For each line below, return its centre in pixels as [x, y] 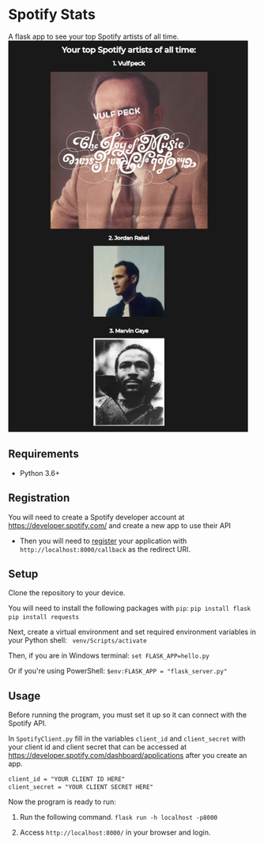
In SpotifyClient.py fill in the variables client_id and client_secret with [127, 739]
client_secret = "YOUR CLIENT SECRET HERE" [81, 787]
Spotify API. [28, 723]
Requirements [43, 454]
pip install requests [44, 617]
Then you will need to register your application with [103, 541]
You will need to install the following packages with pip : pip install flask [130, 608]
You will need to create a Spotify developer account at [96, 517]
